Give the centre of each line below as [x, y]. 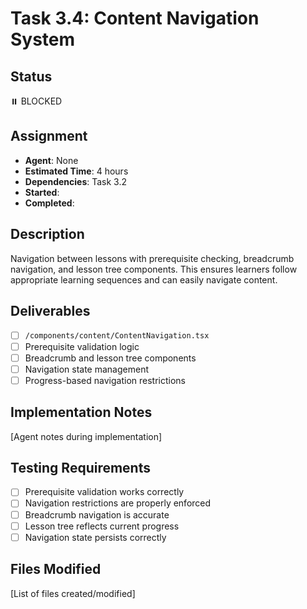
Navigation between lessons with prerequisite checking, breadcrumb [152, 258]
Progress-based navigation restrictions [105, 380]
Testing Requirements [80, 467]
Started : [42, 192]
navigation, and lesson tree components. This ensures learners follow [154, 269]
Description [47, 234]
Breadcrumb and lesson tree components [110, 358]
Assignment [49, 136]
